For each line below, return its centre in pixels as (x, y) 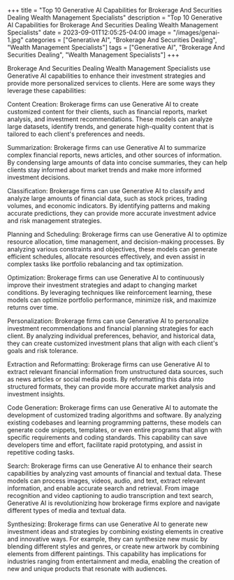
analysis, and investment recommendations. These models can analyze (110, 119)
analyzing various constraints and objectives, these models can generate (112, 249)
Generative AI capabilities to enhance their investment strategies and (107, 76)
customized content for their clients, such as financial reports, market (107, 112)
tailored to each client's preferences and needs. (76, 134)
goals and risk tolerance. (43, 351)
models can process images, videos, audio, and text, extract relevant (107, 481)
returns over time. (33, 307)
